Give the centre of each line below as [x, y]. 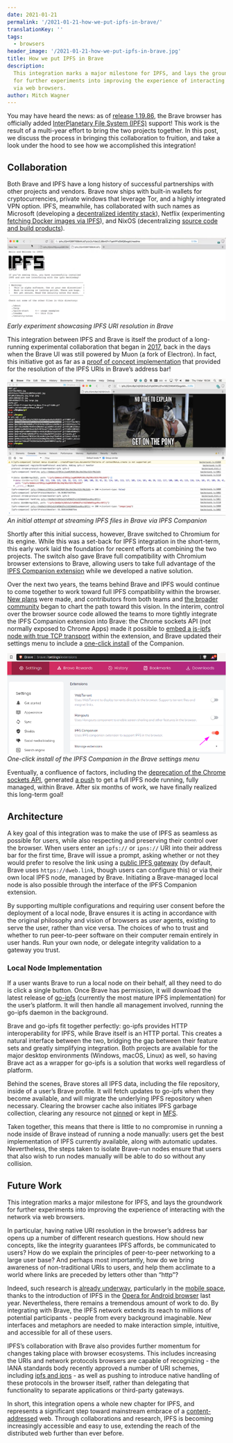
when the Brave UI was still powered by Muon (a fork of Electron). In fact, [112, 354]
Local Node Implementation [55, 968]
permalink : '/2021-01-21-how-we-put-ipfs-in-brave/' [85, 22]
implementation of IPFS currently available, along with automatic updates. [112, 1141]
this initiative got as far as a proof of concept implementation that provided [114, 362]
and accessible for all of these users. [60, 1333]
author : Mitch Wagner [38, 95]
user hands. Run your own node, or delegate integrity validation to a [104, 943]
